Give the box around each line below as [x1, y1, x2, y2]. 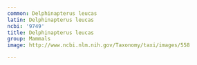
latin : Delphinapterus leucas [7, 16, 95, 23]
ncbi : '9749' [7, 23, 45, 29]
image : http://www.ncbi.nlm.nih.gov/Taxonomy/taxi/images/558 [7, 42, 190, 49]
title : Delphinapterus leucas [7, 29, 95, 36]
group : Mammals [7, 36, 51, 42]
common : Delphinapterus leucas [7, 10, 97, 17]
